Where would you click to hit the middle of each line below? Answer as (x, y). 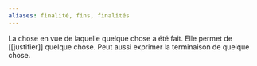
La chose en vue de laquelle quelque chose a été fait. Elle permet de (121, 38)
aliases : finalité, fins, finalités (69, 16)
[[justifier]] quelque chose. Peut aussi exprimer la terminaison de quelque (129, 47)
